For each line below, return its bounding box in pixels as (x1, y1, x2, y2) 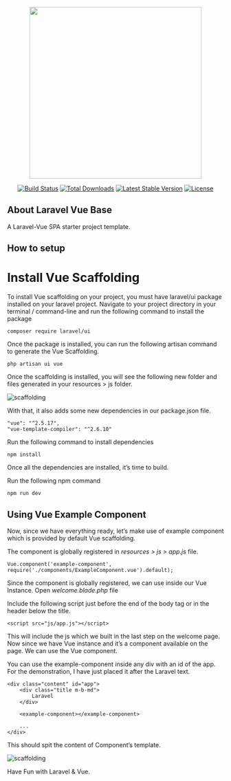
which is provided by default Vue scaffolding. (7, 533, 135, 542)
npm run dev (7, 490, 41, 497)
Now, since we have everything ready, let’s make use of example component (7, 527, 224, 535)
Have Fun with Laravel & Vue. (7, 767, 91, 775)
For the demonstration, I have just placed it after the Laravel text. (7, 667, 190, 675)
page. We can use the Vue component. (7, 646, 118, 654)
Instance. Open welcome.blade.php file (7, 586, 119, 594)
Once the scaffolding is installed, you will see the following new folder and (7, 373, 218, 381)
